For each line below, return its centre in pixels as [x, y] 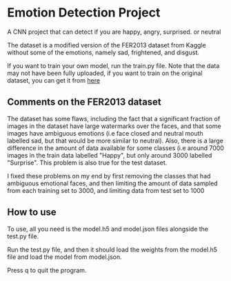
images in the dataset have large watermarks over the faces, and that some [114, 126]
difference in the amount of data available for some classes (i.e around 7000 [115, 148]
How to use [32, 212]
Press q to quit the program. [47, 270]
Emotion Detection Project [84, 13]
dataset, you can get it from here [54, 80]
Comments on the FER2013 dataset [84, 102]
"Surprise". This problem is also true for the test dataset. [87, 163]
